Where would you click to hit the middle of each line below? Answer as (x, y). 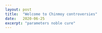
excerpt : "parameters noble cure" (40, 23)
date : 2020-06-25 (25, 18)
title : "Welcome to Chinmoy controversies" (51, 14)
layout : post (18, 9)
